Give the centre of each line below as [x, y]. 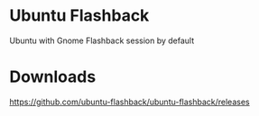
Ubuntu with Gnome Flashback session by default [102, 40]
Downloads [53, 77]
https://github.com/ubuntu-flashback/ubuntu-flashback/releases [129, 102]
